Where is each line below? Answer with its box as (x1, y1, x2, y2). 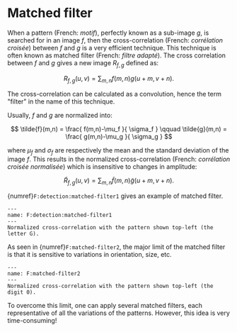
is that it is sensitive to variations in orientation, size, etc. (7, 250, 172, 259)
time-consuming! (7, 316, 57, 325)
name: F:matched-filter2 (7, 270, 81, 277)
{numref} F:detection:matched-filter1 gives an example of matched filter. (7, 192, 224, 200)
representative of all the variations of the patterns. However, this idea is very (7, 309, 230, 317)
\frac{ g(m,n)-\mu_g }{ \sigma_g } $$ (65, 132, 173, 140)
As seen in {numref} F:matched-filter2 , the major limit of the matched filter (7, 243, 226, 251)
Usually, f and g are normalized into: (7, 111, 113, 119)
